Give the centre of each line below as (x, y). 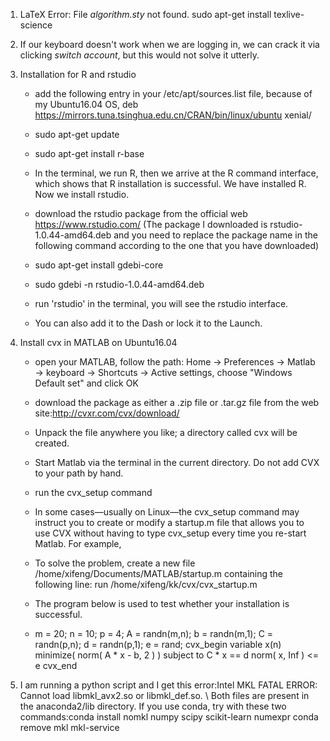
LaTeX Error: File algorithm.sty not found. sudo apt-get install (145, 14)
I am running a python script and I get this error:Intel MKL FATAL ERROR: (168, 685)
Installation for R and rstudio (78, 74)
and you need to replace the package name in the (215, 235)
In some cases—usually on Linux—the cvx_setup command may (167, 512)
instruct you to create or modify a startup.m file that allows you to (169, 522)
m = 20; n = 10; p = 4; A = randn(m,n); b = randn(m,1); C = (154, 633)
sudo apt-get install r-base (89, 153)
